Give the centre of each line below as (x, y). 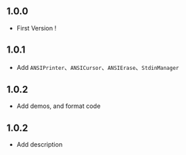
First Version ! (36, 28)
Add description (40, 145)
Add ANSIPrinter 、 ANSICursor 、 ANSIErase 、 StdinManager (98, 67)
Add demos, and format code (59, 106)
